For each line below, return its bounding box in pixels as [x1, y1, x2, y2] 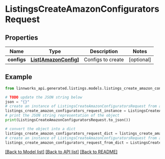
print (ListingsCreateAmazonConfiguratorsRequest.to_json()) [5, 118, 131, 123]
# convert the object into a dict [5, 126, 76, 131]
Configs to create [83, 56, 124, 63]
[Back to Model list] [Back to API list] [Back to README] [5, 149, 118, 155]
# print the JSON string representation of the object [5, 113, 120, 118]
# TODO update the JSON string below [5, 95, 82, 100]
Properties [5, 33, 38, 42]
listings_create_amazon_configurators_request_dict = [5, 131, 118, 136]
